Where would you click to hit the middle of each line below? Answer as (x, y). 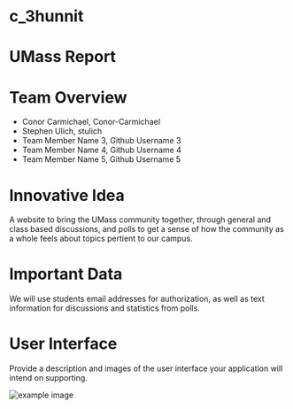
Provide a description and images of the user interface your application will (146, 368)
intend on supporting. (49, 378)
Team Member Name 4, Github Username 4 (101, 150)
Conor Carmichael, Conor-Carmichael (91, 122)
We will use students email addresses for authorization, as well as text (137, 299)
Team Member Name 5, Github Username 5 (101, 159)
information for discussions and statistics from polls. (105, 308)
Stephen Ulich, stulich (62, 131)
